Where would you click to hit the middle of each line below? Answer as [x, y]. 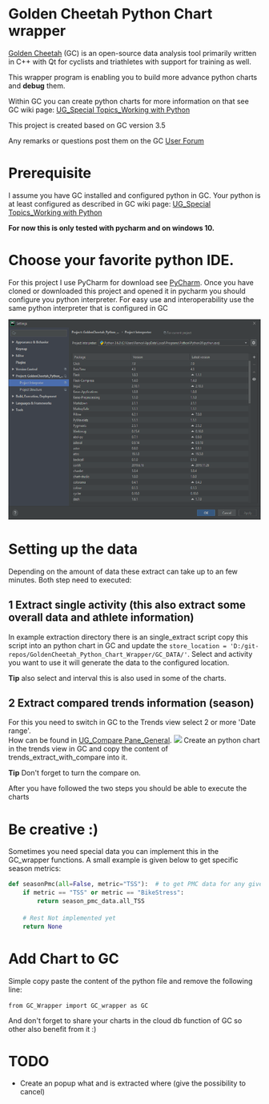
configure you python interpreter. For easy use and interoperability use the [131, 299]
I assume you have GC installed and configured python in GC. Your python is [134, 195]
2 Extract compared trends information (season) [131, 703]
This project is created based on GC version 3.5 [87, 125]
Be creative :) [53, 829]
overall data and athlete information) [101, 618]
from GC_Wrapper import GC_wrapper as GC [78, 1005]
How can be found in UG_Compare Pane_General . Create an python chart [134, 740]
